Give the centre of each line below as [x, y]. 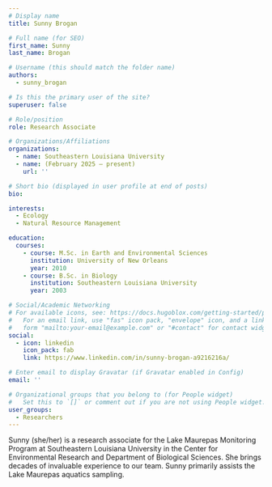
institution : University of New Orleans [99, 260]
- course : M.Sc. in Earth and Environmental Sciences [115, 253]
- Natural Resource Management [68, 223]
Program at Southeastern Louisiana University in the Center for [113, 449]
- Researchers [39, 417]
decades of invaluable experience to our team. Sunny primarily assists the [132, 466]
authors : [23, 75]
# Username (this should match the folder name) [92, 68]
